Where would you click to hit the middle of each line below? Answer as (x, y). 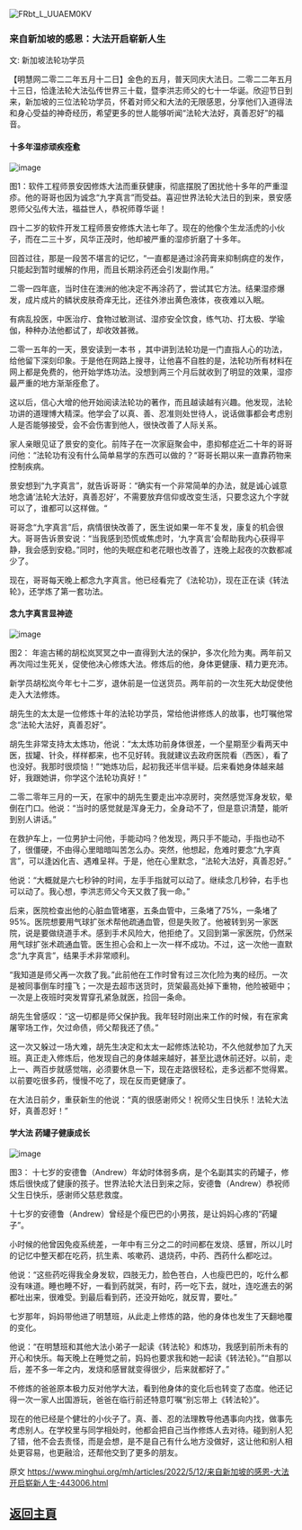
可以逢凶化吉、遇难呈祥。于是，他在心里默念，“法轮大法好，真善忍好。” (160, 861)
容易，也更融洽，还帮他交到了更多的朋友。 (103, 1452)
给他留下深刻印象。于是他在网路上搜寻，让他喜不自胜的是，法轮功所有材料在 (151, 360)
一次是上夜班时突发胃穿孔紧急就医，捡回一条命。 (100, 997)
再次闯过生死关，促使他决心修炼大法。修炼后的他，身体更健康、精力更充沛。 (151, 664)
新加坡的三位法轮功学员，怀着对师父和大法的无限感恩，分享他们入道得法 (159, 102)
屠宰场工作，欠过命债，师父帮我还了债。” (84, 1028)
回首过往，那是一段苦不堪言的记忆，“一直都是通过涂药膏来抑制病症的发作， (149, 258)
